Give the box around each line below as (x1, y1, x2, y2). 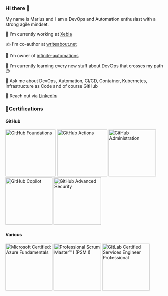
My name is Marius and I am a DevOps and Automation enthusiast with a (5, 16, 156, 22)
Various (5, 232, 22, 238)
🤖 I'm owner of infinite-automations (5, 53, 79, 59)
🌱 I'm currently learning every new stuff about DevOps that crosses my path (5, 63, 163, 69)
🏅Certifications (5, 105, 44, 112)
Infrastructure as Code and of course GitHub (5, 83, 98, 89)
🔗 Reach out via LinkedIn (5, 93, 57, 99)
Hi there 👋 (5, 5, 30, 12)
